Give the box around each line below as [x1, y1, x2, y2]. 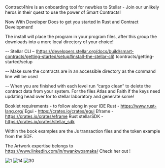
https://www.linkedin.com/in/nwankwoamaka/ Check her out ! [5, 148, 131, 154]
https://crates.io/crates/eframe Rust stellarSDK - [5, 113, 103, 119]
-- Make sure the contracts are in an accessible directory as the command [5, 68, 156, 74]
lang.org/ [5, 108, 24, 114]
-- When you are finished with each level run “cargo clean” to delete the [5, 83, 151, 89]
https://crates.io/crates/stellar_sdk [5, 119, 75, 124]
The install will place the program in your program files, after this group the [5, 34, 157, 39]
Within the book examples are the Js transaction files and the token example [5, 128, 161, 134]
